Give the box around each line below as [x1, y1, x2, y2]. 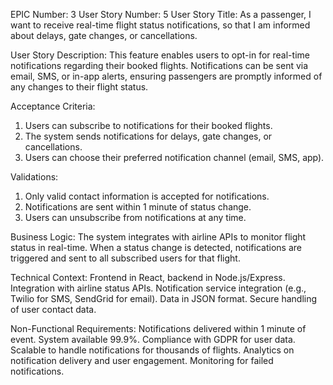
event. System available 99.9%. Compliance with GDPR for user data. [10, 334, 296, 345]
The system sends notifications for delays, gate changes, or [24, 130, 273, 142]
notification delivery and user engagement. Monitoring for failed [10, 355, 274, 366]
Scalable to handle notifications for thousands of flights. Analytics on [10, 344, 295, 356]
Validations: [10, 171, 59, 183]
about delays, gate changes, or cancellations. [10, 30, 198, 41]
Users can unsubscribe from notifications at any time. [24, 212, 247, 223]
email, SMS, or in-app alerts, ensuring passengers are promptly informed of [10, 70, 323, 82]
